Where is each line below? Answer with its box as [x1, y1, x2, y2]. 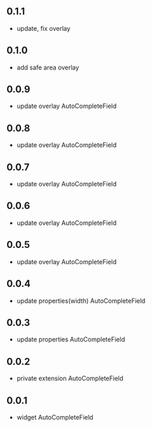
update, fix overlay [16, 24, 71, 32]
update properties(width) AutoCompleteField [16, 296, 146, 305]
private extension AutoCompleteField [16, 374, 123, 382]
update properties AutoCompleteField [16, 336, 126, 344]
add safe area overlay [16, 63, 79, 71]
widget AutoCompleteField [16, 413, 93, 421]
